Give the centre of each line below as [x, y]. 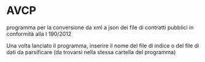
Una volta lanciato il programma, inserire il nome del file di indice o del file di [103, 46]
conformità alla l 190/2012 [39, 33]
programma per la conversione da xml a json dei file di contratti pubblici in [100, 27]
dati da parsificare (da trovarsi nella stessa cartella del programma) [91, 52]
